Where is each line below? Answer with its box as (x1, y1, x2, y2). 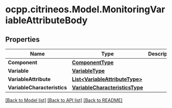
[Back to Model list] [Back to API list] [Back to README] (5, 97, 123, 103)
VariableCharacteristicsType (72, 84, 143, 91)
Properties (5, 35, 40, 44)
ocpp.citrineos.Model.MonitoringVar (5, 4, 165, 15)
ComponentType (72, 59, 114, 66)
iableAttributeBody (5, 14, 88, 26)
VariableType (72, 67, 105, 74)
